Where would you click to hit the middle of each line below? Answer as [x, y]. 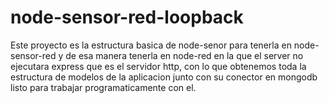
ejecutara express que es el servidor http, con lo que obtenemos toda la [158, 66]
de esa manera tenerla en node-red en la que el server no [184, 55]
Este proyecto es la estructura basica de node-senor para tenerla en [151, 45]
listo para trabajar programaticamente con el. [103, 87]
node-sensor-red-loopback [127, 17]
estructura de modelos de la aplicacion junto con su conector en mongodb [164, 77]
